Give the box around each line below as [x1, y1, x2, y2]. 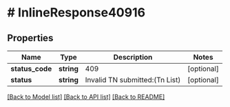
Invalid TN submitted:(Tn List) [85, 75, 181, 84]
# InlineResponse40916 [7, 5, 146, 21]
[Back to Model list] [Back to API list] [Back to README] [7, 93, 165, 101]
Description [113, 53, 153, 62]
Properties [7, 32, 54, 44]
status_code [10, 64, 52, 73]
